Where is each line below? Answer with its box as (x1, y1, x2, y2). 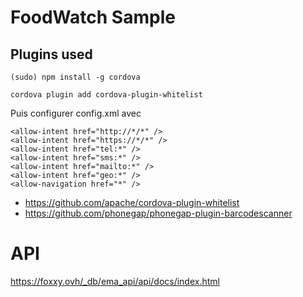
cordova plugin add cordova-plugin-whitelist (10, 90, 203, 100)
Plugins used (10, 46, 93, 63)
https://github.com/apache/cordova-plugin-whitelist (24, 197, 240, 208)
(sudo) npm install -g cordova (10, 72, 141, 82)
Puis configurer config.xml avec (10, 107, 142, 119)
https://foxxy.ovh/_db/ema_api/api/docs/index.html (10, 275, 220, 287)
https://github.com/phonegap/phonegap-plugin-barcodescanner (24, 207, 293, 219)
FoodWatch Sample (10, 6, 176, 29)
